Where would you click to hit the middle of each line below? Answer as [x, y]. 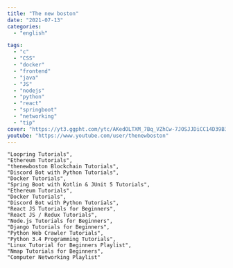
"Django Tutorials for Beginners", [59, 227]
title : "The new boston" [43, 14]
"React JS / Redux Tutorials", [52, 215]
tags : [15, 46]
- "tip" [25, 123]
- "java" [26, 78]
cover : [17, 129]
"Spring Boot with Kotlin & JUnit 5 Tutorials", [79, 185]
